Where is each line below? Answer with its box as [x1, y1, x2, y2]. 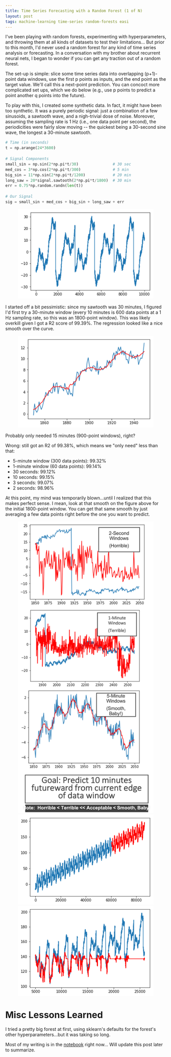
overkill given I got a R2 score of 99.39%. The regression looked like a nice [5, 320, 163, 327]
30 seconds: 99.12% [12, 469, 56, 475]
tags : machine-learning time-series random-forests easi [5, 19, 129, 24]
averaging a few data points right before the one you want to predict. [5, 511, 150, 517]
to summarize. [5, 1047, 36, 1053]
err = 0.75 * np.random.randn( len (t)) [5, 183, 83, 189]
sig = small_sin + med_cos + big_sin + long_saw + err [5, 199, 125, 204]
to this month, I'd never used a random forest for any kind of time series [5, 44, 157, 51]
